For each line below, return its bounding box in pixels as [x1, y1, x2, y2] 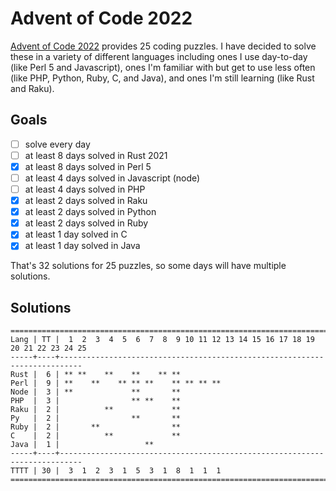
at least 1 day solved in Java [24, 240, 141, 252]
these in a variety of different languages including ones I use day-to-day [10, 50, 308, 62]
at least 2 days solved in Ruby [24, 217, 149, 229]
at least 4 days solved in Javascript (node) [24, 172, 201, 184]
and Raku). [10, 82, 55, 94]
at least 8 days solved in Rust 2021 [24, 149, 168, 161]
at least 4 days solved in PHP [24, 183, 146, 195]
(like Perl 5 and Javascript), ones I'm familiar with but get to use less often [10, 61, 316, 73]
